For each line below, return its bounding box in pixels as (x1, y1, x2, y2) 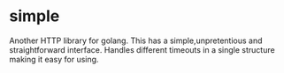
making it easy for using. (9, 54, 99, 64)
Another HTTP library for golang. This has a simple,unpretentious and (9, 35, 263, 46)
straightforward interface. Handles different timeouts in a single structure (9, 44, 276, 55)
